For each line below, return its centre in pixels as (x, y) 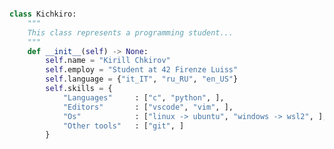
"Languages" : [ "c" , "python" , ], (143, 97)
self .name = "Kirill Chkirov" (108, 61)
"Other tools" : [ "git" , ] (123, 126)
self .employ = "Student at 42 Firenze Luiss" (142, 70)
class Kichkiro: (43, 14)
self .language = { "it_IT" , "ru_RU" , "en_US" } (142, 79)
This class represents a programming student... (130, 32)
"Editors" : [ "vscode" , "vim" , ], (148, 107)
